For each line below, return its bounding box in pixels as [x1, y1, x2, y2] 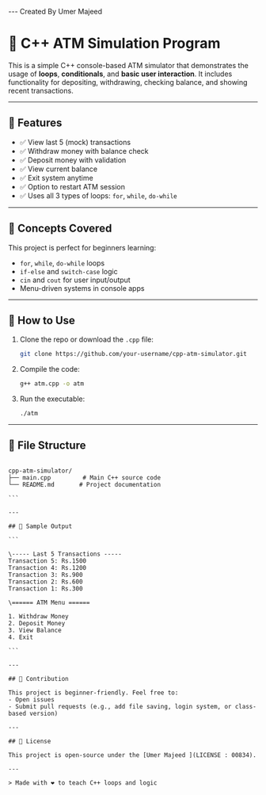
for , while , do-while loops [19, 258, 105, 268]
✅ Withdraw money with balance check [19, 146, 149, 155]
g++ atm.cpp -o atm [19, 380, 85, 388]
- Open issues [8, 695, 55, 704]
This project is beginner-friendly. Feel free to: [8, 689, 179, 697]
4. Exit [8, 633, 34, 641]
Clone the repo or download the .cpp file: [19, 334, 154, 344]
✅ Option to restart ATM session [19, 182, 125, 191]
